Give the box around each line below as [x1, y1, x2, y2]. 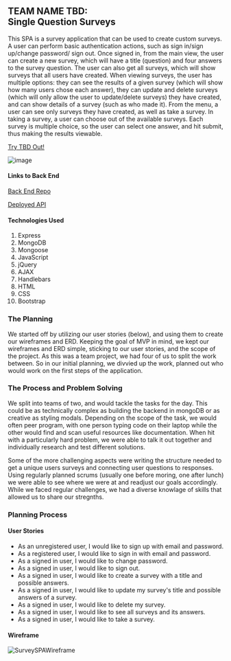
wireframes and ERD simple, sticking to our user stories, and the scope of [8, 344, 216, 352]
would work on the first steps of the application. [8, 366, 143, 374]
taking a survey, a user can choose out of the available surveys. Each [8, 115, 204, 123]
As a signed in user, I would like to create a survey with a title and [17, 571, 203, 579]
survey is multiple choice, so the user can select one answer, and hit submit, [8, 122, 223, 130]
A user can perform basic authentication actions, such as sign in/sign [8, 41, 204, 50]
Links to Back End [8, 172, 60, 180]
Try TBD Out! [8, 142, 45, 150]
